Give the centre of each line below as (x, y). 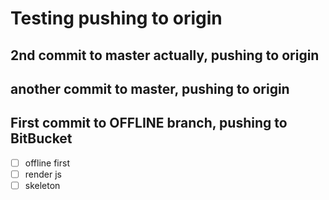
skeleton (42, 185)
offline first (47, 163)
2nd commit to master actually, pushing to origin (165, 55)
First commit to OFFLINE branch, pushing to (149, 123)
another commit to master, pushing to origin (150, 88)
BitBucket (41, 138)
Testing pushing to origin (116, 18)
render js (43, 174)
